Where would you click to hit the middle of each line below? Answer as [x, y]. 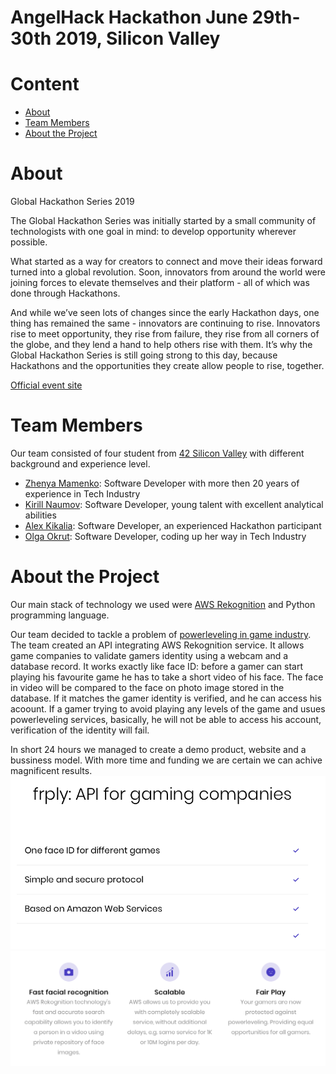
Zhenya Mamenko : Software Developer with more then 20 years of [162, 483]
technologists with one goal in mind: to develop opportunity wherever [153, 232]
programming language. [60, 615]
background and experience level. [80, 464]
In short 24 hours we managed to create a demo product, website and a [158, 749]
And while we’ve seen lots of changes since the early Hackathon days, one [165, 313]
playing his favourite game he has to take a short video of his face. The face [167, 677]
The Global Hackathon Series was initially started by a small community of [163, 221]
